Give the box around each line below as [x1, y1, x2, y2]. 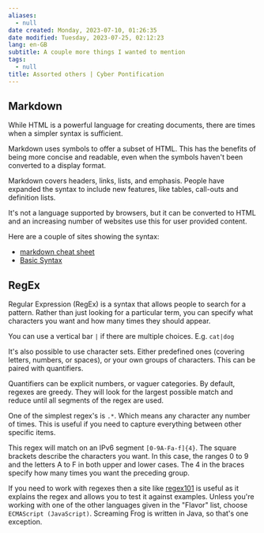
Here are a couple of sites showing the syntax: [8, 232, 160, 242]
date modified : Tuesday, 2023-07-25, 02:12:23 [8, 33, 164, 42]
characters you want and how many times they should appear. [8, 317, 211, 326]
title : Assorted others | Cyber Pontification [8, 70, 164, 78]
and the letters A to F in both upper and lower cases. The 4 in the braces [8, 460, 245, 470]
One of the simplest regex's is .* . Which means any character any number [8, 411, 251, 421]
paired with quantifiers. [8, 364, 84, 373]
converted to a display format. [8, 161, 107, 171]
